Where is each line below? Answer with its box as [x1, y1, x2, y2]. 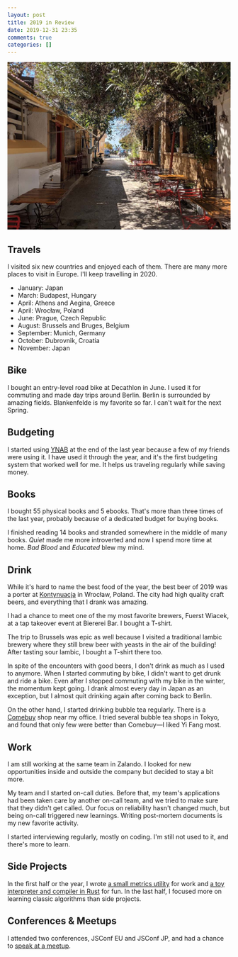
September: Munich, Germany [17, 328, 106, 337]
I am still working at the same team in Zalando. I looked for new [7, 760, 192, 768]
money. [7, 468, 30, 476]
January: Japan [17, 284, 64, 292]
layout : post [7, 11, 46, 18]
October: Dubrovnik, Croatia [17, 336, 101, 345]
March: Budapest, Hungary [17, 291, 97, 299]
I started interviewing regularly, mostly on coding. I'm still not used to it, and [7, 833, 229, 841]
